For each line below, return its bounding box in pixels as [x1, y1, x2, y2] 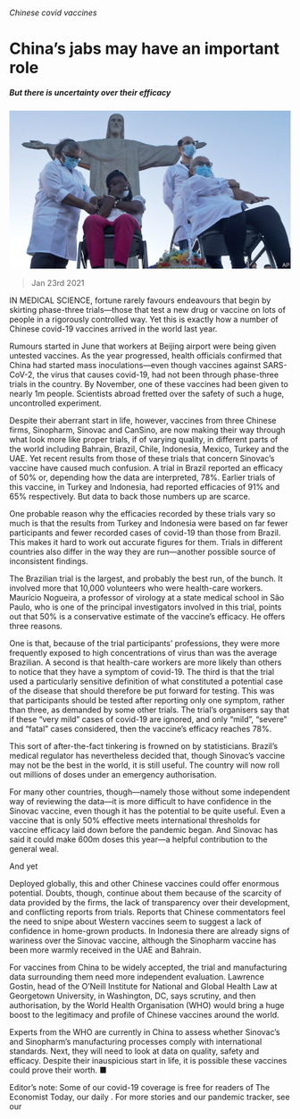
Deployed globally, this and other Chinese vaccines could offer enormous [9, 879, 279, 889]
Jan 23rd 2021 [30, 278, 85, 289]
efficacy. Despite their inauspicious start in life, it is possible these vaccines [9, 1056, 287, 1066]
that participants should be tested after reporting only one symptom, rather [9, 695, 286, 706]
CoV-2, [9, 369, 36, 380]
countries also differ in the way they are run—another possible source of [9, 546, 277, 558]
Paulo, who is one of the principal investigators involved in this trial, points [9, 602, 282, 612]
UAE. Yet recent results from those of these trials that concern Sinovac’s [9, 453, 275, 464]
